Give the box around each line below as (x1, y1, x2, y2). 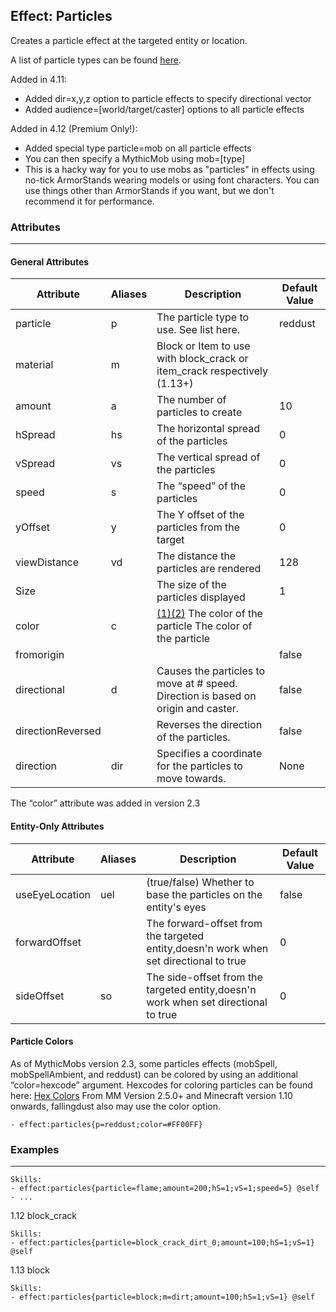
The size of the (156, 578, 227, 592)
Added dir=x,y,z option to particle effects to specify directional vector (24, 92, 312, 104)
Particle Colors (10, 1035, 74, 1048)
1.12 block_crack (10, 1210, 77, 1222)
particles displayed (156, 590, 246, 604)
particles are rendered (156, 562, 262, 576)
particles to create (156, 405, 243, 419)
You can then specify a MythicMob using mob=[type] (24, 152, 246, 164)
